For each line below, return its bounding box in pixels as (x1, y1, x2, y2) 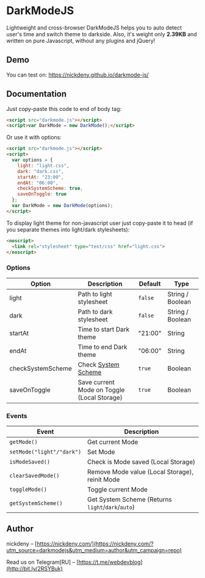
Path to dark (77, 307, 113, 316)
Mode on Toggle (77, 386, 125, 394)
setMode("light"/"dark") (9, 449, 82, 455)
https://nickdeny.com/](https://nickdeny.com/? (36, 540, 154, 547)
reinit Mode (87, 476, 120, 484)
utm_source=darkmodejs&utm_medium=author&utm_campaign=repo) (6, 546, 182, 553)
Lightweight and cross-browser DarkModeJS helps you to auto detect (6, 24, 182, 31)
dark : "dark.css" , (17, 168, 64, 175)
